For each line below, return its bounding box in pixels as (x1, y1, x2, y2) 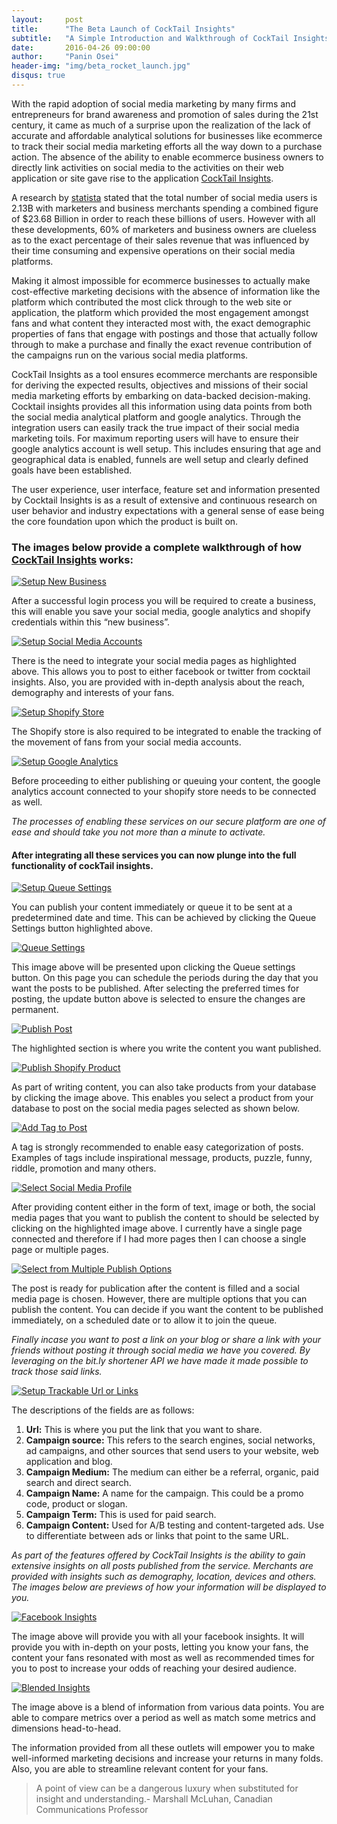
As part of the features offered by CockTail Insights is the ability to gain (11, 1549, 306, 1561)
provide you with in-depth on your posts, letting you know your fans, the (11, 1641, 309, 1653)
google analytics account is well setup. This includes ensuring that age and (11, 442, 321, 455)
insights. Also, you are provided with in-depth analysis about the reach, (11, 676, 305, 688)
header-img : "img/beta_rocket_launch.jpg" (11, 61, 191, 71)
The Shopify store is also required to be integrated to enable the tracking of (11, 726, 323, 738)
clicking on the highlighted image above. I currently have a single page (11, 1222, 303, 1235)
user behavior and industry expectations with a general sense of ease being (11, 504, 325, 516)
